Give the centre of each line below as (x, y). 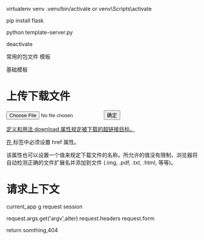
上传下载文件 (39, 96)
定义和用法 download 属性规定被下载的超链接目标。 (71, 129)
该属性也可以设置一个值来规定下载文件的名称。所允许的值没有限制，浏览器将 (102, 155)
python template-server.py (39, 32)
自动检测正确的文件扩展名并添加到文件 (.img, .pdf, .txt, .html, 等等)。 (91, 162)
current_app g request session (45, 207)
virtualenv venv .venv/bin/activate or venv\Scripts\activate (79, 9)
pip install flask (25, 20)
